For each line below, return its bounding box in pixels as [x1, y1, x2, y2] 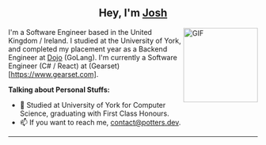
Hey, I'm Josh [98, 6, 168, 20]
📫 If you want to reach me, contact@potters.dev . [19, 117, 181, 127]
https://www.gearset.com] [10, 69, 97, 78]
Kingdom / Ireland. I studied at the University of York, [8, 36, 182, 45]
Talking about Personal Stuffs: [8, 85, 110, 94]
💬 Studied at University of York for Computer [19, 100, 166, 109]
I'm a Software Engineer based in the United [8, 27, 153, 36]
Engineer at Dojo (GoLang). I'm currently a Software [8, 52, 178, 62]
